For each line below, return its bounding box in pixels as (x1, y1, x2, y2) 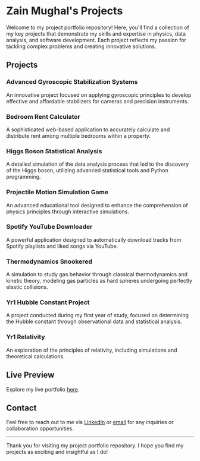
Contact (6, 403, 37, 413)
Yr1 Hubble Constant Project (6, 298, 90, 307)
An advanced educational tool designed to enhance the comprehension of (6, 201, 189, 209)
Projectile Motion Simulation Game (6, 188, 109, 197)
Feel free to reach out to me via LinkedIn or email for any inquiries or (6, 419, 174, 426)
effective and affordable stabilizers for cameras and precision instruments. (6, 97, 189, 105)
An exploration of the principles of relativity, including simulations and (6, 346, 177, 353)
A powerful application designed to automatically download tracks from (6, 236, 182, 243)
